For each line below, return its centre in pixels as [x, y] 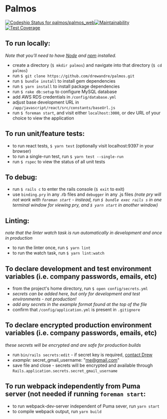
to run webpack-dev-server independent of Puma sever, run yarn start [86, 406]
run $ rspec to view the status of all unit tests [59, 161]
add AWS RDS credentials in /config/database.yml [64, 97]
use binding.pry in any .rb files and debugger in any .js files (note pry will [87, 194]
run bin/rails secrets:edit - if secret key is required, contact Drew [83, 355]
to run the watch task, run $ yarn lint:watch [58, 253]
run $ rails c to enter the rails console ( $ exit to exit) [68, 189]
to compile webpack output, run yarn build [57, 411]
